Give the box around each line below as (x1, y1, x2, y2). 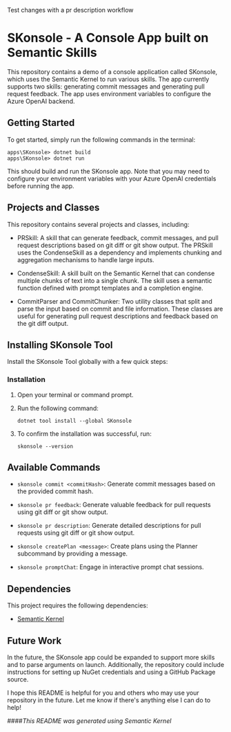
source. (7, 675, 29, 684)
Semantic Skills (7, 45, 98, 61)
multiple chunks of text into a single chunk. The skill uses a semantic (17, 276, 212, 284)
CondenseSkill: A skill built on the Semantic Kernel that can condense (17, 269, 215, 277)
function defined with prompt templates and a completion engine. (17, 284, 203, 292)
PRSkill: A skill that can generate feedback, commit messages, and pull (17, 233, 219, 241)
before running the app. (7, 181, 74, 190)
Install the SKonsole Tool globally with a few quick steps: (7, 358, 168, 366)
